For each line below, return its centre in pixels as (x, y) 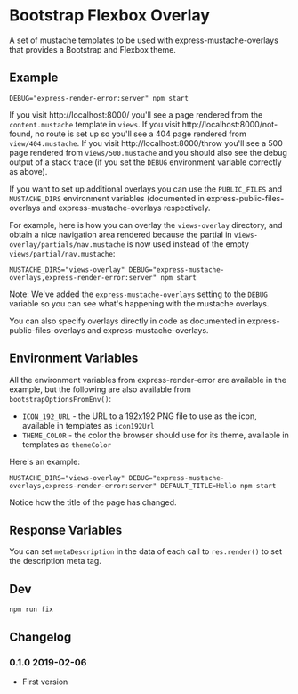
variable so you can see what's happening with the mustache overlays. (139, 303)
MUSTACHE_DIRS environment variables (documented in (107, 198)
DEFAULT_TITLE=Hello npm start (218, 486)
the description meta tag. (56, 561)
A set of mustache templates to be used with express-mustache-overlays (144, 40)
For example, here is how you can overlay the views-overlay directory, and (146, 225)
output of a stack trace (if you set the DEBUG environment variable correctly (145, 162)
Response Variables (66, 530)
